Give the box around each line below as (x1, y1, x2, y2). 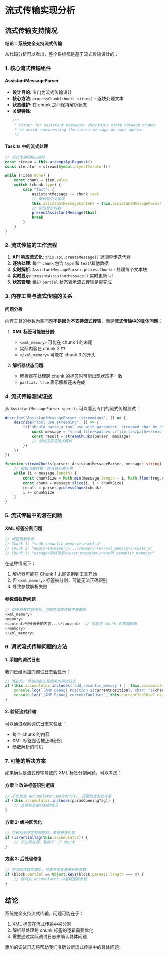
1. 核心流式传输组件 (5, 65, 51, 72)
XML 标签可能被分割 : (12, 329, 56, 335)
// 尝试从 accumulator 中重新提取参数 (14, 876, 87, 881)
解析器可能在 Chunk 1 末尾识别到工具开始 (12, 571, 97, 577)
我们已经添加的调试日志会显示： (5, 669, 71, 675)
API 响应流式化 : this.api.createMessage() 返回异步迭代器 (12, 254, 131, 260)
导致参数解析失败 (12, 583, 48, 589)
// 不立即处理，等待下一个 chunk (14, 840, 75, 845)
